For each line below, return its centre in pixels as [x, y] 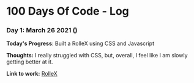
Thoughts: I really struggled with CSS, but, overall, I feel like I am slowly [97, 56]
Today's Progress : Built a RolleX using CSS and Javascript [80, 43]
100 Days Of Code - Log [68, 11]
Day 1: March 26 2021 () [42, 31]
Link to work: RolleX [32, 74]
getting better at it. [30, 62]
